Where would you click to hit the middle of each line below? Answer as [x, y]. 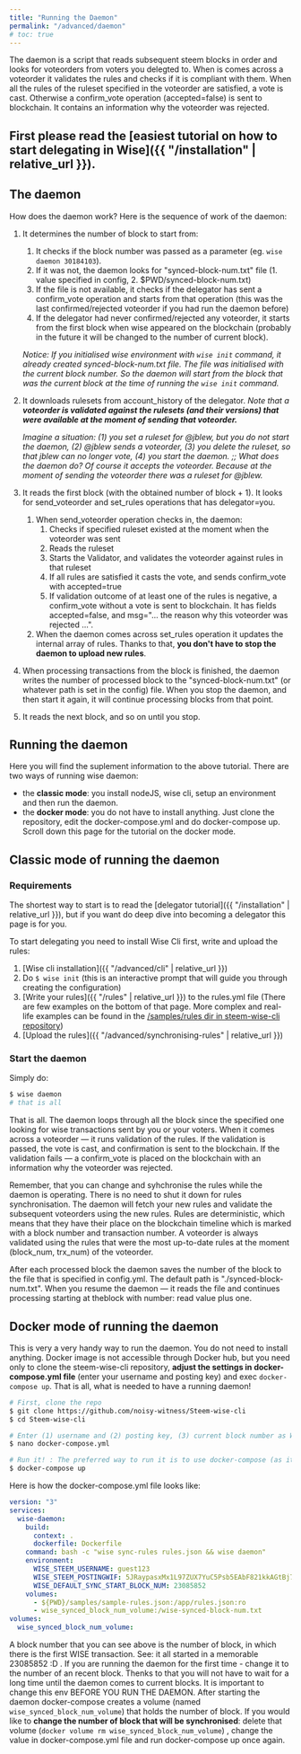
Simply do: [29, 1078]
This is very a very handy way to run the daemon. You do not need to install [149, 1348]
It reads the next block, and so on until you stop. [111, 716]
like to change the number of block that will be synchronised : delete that [146, 1721]
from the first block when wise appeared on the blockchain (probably [163, 327]
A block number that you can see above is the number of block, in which [143, 1644]
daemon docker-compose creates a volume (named [105, 1702]
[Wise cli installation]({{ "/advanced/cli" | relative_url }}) [125, 969]
